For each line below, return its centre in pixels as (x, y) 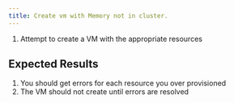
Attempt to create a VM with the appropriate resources (111, 39)
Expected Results (53, 64)
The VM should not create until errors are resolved (104, 92)
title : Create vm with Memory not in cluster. (88, 16)
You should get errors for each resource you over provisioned (123, 83)
